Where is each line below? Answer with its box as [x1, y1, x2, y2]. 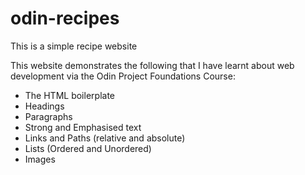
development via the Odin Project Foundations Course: [10, 70, 236, 82]
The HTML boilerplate [24, 89, 115, 101]
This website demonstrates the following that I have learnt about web [10, 59, 295, 71]
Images [24, 153, 56, 165]
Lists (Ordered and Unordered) [24, 142, 152, 154]
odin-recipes [10, 7, 120, 30]
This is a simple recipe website [10, 40, 138, 52]
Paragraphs [24, 110, 73, 122]
